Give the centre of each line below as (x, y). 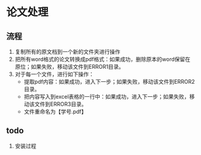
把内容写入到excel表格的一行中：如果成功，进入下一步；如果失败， (107, 97)
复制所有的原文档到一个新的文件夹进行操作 (67, 52)
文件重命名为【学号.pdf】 (55, 112)
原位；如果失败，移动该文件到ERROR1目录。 (69, 67)
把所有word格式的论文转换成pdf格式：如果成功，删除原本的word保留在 (103, 59)
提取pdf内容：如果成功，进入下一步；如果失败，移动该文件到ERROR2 (109, 82)
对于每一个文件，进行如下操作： (54, 74)
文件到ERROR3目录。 (61, 104)
